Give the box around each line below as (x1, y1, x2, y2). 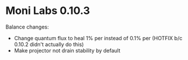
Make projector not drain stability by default (14, 47, 121, 54)
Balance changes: (5, 23, 50, 30)
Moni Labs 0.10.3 (5, 4, 90, 17)
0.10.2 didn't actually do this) (14, 41, 84, 48)
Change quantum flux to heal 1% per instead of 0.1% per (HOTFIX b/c (14, 34, 183, 41)
